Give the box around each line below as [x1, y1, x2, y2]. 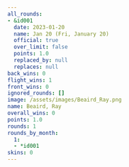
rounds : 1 [7, 122, 37, 130]
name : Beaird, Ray [7, 103, 62, 110]
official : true [13, 37, 59, 44]
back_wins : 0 [7, 70, 46, 77]
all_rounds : [7, 10, 43, 18]
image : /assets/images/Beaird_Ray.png [7, 97, 122, 104]
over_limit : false [13, 43, 69, 50]
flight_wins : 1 [7, 76, 52, 84]
